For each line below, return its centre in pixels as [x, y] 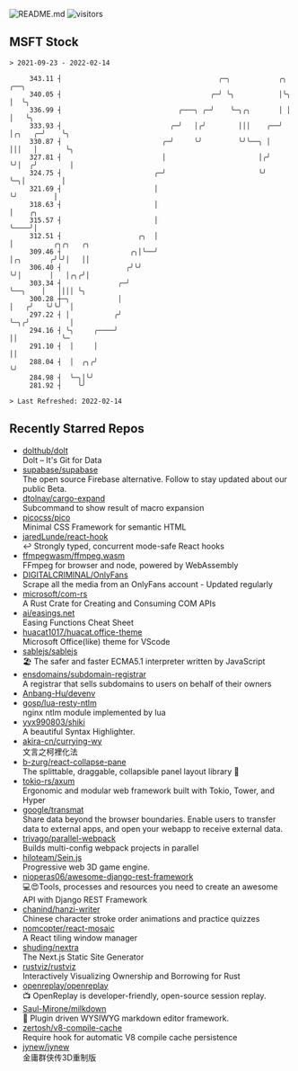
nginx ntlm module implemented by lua [94, 712]
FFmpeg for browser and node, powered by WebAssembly [130, 565]
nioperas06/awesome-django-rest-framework [108, 876]
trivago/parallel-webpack [69, 838]
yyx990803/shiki [53, 722]
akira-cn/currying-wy [62, 741]
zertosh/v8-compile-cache [72, 1027]
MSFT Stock [44, 42]
